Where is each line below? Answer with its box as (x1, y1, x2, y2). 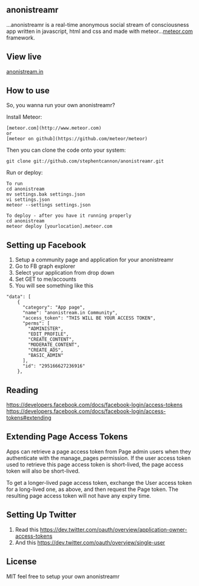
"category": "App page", (22, 305, 86, 311)
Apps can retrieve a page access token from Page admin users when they (6, 448, 191, 455)
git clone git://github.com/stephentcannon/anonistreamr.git (6, 158, 164, 164)
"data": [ (6, 294, 32, 300)
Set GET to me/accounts (15, 275, 77, 283)
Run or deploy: (6, 169, 43, 176)
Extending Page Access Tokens (6, 432, 129, 442)
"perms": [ (22, 320, 50, 327)
